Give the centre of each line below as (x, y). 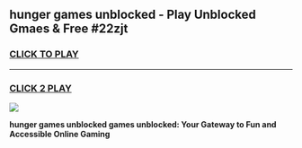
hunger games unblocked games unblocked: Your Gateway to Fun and (143, 124)
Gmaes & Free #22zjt (69, 29)
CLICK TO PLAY (44, 55)
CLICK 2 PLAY (40, 88)
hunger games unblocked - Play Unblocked (133, 15)
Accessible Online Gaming (60, 134)
